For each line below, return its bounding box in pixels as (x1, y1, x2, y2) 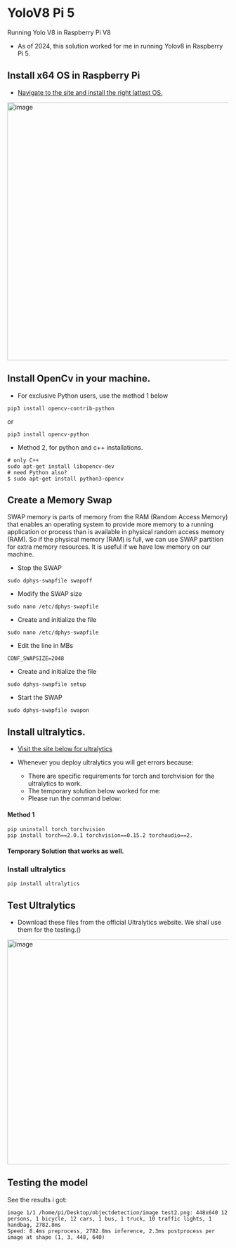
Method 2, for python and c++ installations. (17, 443, 143, 451)
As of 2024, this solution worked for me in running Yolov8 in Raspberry (17, 41, 223, 50)
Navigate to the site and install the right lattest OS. (17, 88, 163, 96)
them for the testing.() (17, 925, 81, 934)
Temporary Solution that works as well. (7, 847, 124, 855)
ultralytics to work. (27, 779, 82, 788)
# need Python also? (7, 469, 68, 476)
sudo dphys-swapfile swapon (7, 707, 90, 714)
